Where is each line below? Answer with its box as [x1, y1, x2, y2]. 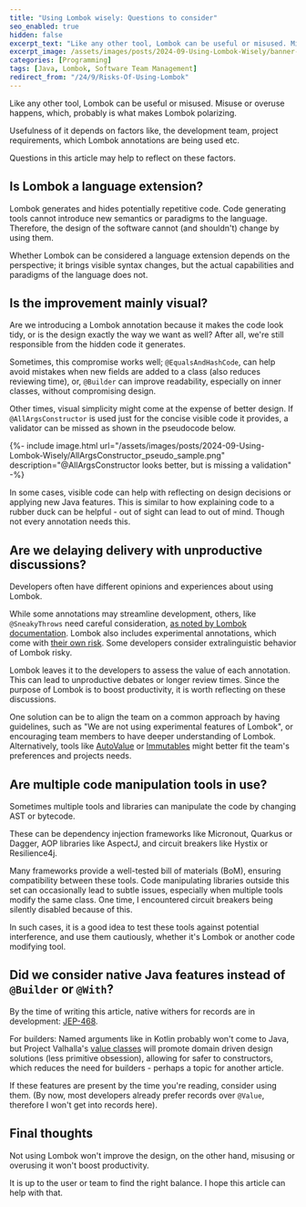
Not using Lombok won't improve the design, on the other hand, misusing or [9, 1150, 296, 1161]
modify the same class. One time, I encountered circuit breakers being [9, 894, 273, 905]
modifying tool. [9, 941, 66, 952]
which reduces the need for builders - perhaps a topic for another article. [9, 1062, 284, 1073]
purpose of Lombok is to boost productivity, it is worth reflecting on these [9, 685, 286, 696]
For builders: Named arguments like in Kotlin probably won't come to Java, [9, 1033, 290, 1044]
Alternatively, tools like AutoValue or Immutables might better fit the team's [9, 740, 290, 752]
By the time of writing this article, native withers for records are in [9, 1006, 256, 1016]
